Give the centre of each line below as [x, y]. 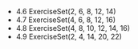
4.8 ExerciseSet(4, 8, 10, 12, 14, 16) [73, 28]
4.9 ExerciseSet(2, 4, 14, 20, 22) [69, 36]
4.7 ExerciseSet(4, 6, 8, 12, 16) [66, 20]
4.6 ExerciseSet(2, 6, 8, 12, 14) [66, 11]
